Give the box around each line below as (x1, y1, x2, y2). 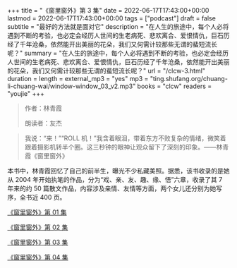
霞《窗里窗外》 (24, 152, 68, 160)
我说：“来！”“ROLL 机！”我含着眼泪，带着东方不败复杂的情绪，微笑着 (24, 134, 226, 142)
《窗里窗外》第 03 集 (7, 238, 68, 246)
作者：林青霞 (24, 104, 62, 112)
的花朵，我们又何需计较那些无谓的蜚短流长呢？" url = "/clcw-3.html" (7, 66, 206, 75)
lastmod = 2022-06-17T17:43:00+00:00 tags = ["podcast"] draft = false (7, 14, 217, 23)
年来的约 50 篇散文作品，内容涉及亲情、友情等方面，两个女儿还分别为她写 (7, 184, 223, 193)
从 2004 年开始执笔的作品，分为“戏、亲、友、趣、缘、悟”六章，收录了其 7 (7, 176, 223, 183)
